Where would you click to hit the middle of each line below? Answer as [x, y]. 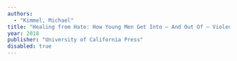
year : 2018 [23, 33]
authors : [20, 14]
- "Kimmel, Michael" [44, 20]
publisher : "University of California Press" [75, 40]
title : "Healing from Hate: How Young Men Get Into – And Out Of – [109, 27]
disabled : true [30, 46]
